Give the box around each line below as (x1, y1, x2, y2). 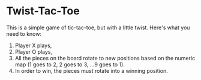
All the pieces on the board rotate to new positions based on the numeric (14, 54, 196, 61)
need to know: (6, 30, 42, 37)
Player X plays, (14, 42, 52, 49)
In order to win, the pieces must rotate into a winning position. (14, 67, 168, 74)
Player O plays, (14, 48, 53, 55)
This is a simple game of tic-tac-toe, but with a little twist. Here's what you (6, 24, 190, 31)
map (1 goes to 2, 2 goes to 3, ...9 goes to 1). (14, 61, 125, 68)
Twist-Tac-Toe (6, 4, 80, 18)
